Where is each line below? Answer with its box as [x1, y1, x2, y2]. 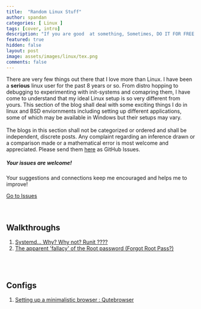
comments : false [6, 59, 47, 65]
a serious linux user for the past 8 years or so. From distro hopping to [6, 82, 179, 89]
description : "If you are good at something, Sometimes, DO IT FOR [6, 31, 181, 37]
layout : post [6, 48, 39, 54]
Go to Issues [6, 193, 37, 200]
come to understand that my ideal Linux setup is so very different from [6, 94, 181, 102]
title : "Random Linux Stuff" [6, 8, 82, 15]
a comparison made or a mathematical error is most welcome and [6, 139, 169, 146]
